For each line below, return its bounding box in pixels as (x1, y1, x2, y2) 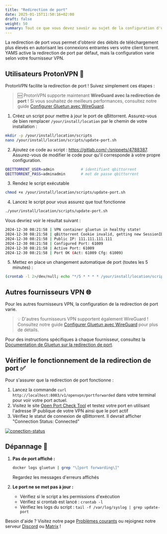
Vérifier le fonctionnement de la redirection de (5, 356, 152, 365)
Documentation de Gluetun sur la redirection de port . (5, 342, 113, 348)
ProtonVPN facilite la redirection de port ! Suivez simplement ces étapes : (5, 82, 155, 88)
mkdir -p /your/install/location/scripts (5, 133, 92, 138)
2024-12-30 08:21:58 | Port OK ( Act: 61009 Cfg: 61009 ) (5, 250, 123, 255)
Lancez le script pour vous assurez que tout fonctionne (12, 199, 126, 205)
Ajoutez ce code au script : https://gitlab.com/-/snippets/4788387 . (12, 147, 149, 153)
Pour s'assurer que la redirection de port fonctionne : (5, 377, 114, 383)
